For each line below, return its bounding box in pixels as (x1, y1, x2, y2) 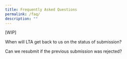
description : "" (5, 16, 38, 21)
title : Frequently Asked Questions (5, 7, 77, 12)
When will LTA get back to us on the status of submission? (5, 39, 122, 45)
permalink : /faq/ (5, 12, 40, 17)
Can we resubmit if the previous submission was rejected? (5, 48, 122, 54)
